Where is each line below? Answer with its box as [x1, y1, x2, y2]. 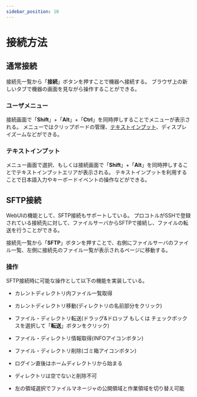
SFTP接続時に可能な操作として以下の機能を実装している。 [6, 277, 148, 284]
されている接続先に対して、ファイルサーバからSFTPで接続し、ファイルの [6, 219, 183, 227]
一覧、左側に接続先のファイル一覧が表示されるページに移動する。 [11, 247, 171, 254]
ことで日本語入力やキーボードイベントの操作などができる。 [6, 176, 151, 183]
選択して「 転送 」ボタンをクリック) [25, 322, 110, 329]
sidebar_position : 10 [6, 8, 59, 15]
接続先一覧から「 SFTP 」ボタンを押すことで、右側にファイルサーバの [6, 239, 173, 247]
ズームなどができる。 [11, 130, 63, 137]
